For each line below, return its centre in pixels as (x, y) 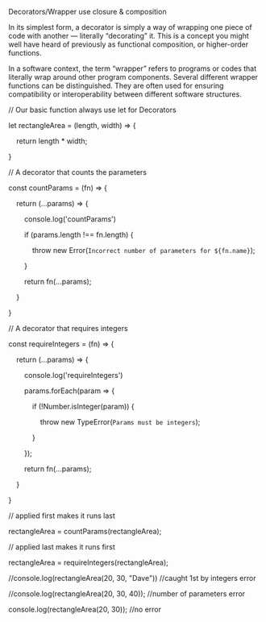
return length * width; (52, 141)
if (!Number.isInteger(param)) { (83, 406)
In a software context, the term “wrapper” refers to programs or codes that (133, 68)
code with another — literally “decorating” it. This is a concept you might (129, 36)
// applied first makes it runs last (62, 516)
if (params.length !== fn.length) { (79, 234)
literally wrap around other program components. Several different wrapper (133, 77)
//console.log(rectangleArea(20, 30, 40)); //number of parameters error (127, 594)
